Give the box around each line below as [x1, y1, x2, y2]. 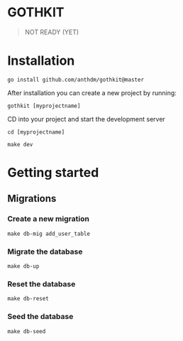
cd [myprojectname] [7, 129, 65, 136]
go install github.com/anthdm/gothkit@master [7, 76, 144, 83]
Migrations [7, 193, 57, 205]
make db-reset [7, 296, 50, 303]
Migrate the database [7, 247, 83, 256]
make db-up [7, 263, 40, 270]
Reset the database [7, 278, 76, 288]
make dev [7, 141, 33, 148]
